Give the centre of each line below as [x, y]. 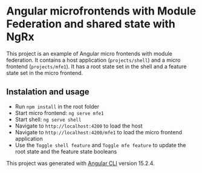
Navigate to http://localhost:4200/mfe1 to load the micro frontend [99, 132]
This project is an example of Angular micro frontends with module [89, 53]
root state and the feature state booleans [66, 151]
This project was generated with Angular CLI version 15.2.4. [81, 163]
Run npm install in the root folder [57, 106]
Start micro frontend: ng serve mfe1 [59, 113]
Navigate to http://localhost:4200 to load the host [79, 126]
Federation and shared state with [91, 24]
